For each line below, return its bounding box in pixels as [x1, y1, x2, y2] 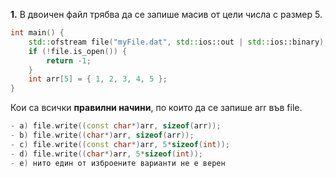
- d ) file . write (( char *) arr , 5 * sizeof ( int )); [10, 149, 203, 159]
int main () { [10, 28, 65, 38]
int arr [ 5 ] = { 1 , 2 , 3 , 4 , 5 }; [28, 74, 168, 84]
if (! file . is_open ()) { [28, 46, 128, 56]
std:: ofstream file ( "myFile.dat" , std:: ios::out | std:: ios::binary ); [28, 37, 329, 47]
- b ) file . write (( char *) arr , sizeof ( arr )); [10, 130, 195, 140]
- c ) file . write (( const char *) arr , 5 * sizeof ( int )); [10, 139, 230, 149]
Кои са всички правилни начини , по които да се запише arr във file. [10, 102, 303, 114]
